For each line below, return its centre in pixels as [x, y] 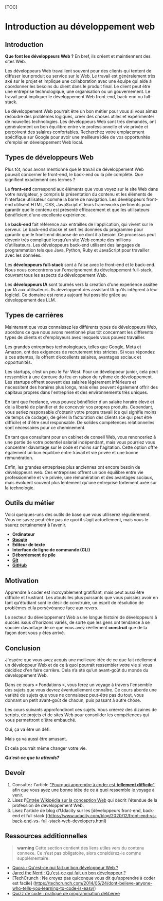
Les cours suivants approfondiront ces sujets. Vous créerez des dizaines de [81, 710]
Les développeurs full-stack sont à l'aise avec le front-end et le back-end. [80, 265]
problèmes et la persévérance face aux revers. [52, 608]
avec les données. [23, 255]
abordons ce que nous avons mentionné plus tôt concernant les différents [79, 332]
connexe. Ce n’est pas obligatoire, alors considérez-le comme [79, 853]
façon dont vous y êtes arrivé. [35, 633]
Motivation [22, 581]
